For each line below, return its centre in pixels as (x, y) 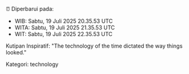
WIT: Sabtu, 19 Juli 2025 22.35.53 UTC (63, 34)
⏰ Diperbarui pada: (30, 9)
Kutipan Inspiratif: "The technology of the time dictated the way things (94, 46)
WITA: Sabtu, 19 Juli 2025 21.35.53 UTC (65, 28)
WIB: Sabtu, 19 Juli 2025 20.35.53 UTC (64, 21)
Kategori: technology (32, 64)
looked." (16, 52)
